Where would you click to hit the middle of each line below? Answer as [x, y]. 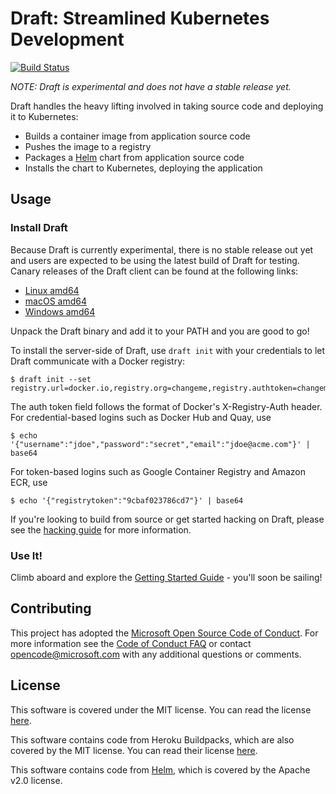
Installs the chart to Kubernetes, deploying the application [143, 168]
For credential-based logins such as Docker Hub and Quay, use [141, 417]
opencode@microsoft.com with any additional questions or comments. [156, 654]
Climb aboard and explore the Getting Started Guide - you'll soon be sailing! [166, 577]
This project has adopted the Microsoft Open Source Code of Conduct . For [164, 633]
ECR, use [29, 482]
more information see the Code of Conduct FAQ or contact [131, 643]
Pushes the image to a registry [88, 146]
